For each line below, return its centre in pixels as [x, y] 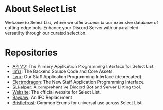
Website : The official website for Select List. [56, 92]
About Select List [41, 9]
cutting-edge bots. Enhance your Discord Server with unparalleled [72, 27]
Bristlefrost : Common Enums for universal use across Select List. [77, 102]
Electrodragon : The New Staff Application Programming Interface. [78, 82]
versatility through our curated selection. [46, 33]
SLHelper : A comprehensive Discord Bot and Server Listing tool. [77, 87]
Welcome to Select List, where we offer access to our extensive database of [82, 22]
